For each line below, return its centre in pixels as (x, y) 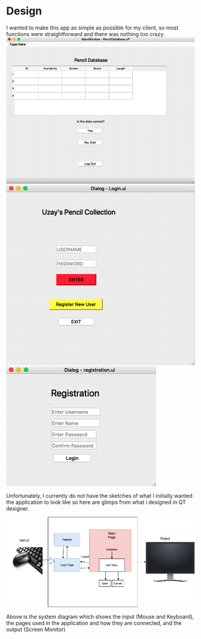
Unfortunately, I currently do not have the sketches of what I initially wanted (99, 495)
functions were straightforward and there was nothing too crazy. (86, 34)
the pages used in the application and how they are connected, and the (94, 623)
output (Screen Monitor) (36, 629)
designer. (18, 508)
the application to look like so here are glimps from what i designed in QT (96, 502)
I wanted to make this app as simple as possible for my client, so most (92, 28)
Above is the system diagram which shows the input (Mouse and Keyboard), (100, 616)
